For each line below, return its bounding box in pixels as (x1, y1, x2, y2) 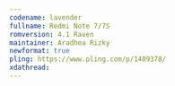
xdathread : (9, 64, 50, 73)
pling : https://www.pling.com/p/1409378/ (9, 55, 167, 64)
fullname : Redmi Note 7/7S (9, 21, 110, 30)
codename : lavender (9, 13, 83, 22)
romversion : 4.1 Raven (9, 30, 94, 39)
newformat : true (9, 47, 70, 56)
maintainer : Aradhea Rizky (9, 38, 110, 47)
